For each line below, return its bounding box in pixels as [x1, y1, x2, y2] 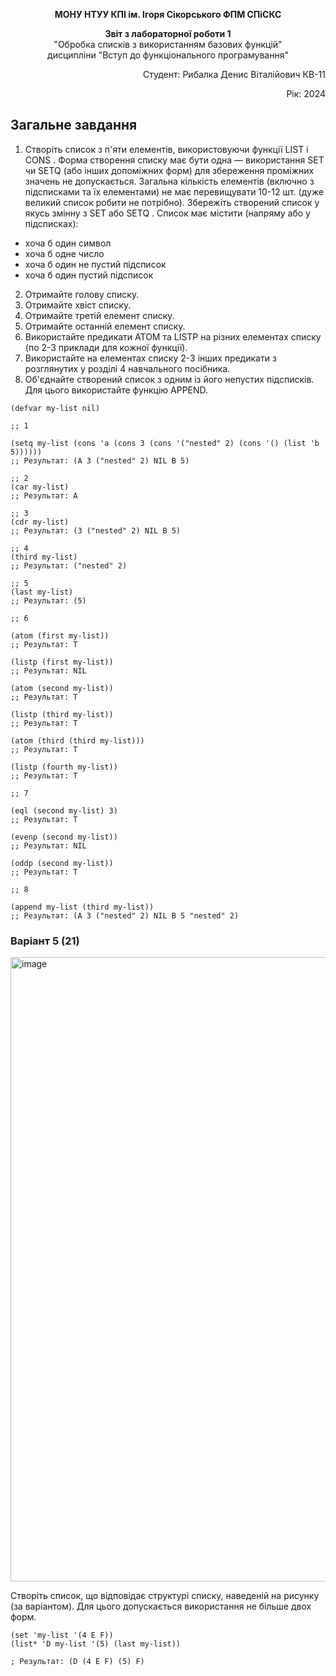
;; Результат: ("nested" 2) [10, 560, 128, 571]
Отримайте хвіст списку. [24, 299, 132, 311]
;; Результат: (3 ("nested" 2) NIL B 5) [10, 525, 182, 536]
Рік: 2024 [286, 88, 326, 99]
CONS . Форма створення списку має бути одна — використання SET [24, 154, 325, 166]
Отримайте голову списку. [24, 288, 140, 300]
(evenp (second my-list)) [10, 832, 118, 842]
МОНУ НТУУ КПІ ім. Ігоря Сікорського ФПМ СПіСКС [54, 9, 282, 20]
